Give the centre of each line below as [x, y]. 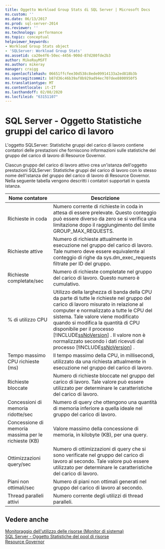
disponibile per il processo [84, 329]
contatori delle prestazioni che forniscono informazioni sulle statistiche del [81, 150]
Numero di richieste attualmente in [93, 239]
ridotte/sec [20, 415]
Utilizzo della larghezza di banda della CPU [103, 292]
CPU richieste [23, 361]
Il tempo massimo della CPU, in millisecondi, [104, 355]
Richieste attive [25, 252]
